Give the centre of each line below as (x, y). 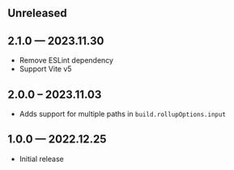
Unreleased (38, 13)
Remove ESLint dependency (66, 61)
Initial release (41, 159)
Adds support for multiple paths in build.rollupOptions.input (123, 114)
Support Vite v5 (45, 69)
